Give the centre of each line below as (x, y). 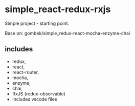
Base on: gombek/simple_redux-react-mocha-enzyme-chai (67, 33)
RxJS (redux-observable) (39, 94)
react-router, (26, 72)
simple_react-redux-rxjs (58, 9)
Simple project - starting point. (37, 23)
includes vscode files (35, 99)
